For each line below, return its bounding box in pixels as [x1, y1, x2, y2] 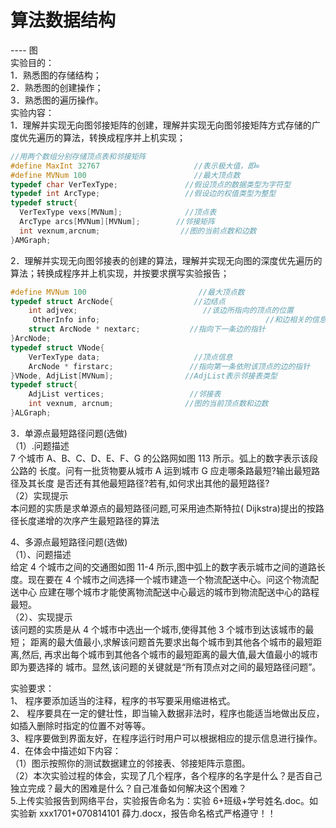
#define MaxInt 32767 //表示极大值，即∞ [10, 161, 260, 171]
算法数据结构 [10, 9, 117, 32]
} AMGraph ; [10, 235, 52, 245]
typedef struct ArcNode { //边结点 [10, 296, 226, 306]
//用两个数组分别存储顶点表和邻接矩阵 [10, 151, 147, 161]
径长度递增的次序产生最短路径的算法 [10, 514, 160, 526]
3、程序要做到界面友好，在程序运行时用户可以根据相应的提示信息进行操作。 [10, 732, 323, 744]
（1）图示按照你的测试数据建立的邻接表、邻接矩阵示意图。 [10, 757, 251, 769]
